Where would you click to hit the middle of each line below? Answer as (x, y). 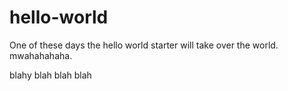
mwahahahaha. (41, 55)
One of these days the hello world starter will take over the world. (144, 45)
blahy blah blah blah (50, 75)
